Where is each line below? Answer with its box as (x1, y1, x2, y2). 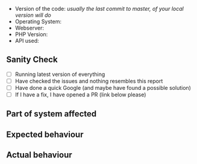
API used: (14, 37, 39, 44)
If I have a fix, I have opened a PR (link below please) (14, 91, 146, 98)
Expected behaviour (6, 129, 84, 139)
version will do (14, 11, 51, 19)
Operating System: (14, 18, 62, 25)
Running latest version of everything (14, 71, 105, 78)
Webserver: (14, 24, 44, 31)
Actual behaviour (6, 150, 72, 160)
